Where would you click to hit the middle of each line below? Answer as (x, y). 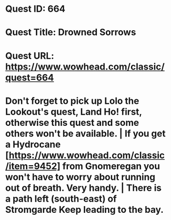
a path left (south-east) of (61, 199)
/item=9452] (33, 166)
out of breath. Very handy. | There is (83, 188)
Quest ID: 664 (35, 9)
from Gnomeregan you (111, 166)
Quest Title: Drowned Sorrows (71, 32)
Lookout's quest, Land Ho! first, (74, 112)
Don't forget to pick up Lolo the (72, 101)
